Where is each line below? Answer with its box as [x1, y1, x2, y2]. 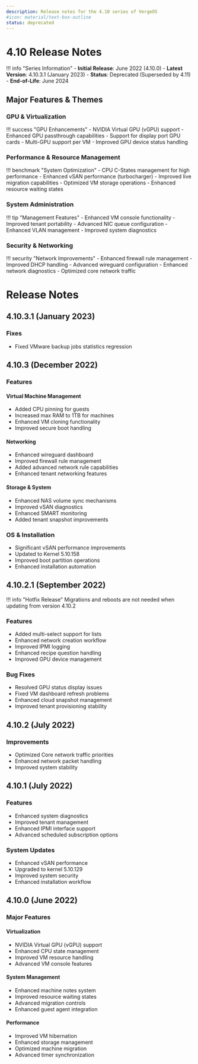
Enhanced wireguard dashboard [14, 451, 94, 458]
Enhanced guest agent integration [14, 1005, 98, 1012]
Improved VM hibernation [14, 1032, 77, 1039]
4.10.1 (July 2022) [6, 781, 73, 791]
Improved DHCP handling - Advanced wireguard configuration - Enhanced [6, 261, 188, 268]
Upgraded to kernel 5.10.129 [14, 866, 83, 873]
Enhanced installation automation [14, 563, 97, 570]
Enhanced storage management [14, 1039, 93, 1046]
